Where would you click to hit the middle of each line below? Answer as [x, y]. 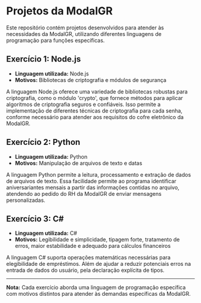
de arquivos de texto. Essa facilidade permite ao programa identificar [91, 181]
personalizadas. [26, 200]
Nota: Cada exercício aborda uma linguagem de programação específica [96, 287]
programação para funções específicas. [56, 40]
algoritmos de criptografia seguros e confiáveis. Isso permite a [83, 104]
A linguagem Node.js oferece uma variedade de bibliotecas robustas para [97, 92]
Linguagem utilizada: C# [46, 233]
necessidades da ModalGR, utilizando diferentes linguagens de [84, 34]
